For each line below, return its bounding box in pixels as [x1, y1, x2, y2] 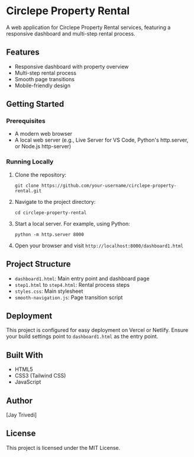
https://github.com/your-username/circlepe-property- [41, 183, 177, 188]
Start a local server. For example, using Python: [14, 220, 130, 227]
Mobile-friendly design [14, 82, 71, 89]
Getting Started [6, 99, 64, 109]
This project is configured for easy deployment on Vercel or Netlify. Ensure [6, 327, 189, 334]
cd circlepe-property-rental [14, 209, 87, 216]
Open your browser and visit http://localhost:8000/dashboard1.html [14, 242, 183, 249]
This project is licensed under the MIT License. [6, 444, 121, 451]
